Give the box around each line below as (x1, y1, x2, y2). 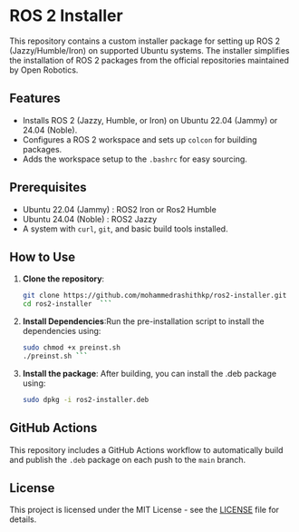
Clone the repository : (22, 273, 105, 284)
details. (9, 514, 37, 525)
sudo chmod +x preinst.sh (22, 343, 121, 352)
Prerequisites (9, 180, 87, 195)
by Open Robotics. (9, 64, 79, 75)
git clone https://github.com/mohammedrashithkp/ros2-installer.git (22, 291, 287, 300)
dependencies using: (22, 326, 101, 337)
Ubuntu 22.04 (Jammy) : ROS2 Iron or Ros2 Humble (22, 203, 217, 214)
